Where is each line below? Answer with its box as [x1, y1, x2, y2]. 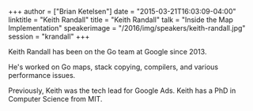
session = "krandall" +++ [8, 31, 90, 41]
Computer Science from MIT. [8, 94, 103, 103]
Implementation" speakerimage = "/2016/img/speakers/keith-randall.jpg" [8, 24, 246, 32]
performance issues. [8, 71, 76, 80]
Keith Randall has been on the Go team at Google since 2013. [8, 47, 207, 56]
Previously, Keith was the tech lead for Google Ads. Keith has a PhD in [8, 86, 236, 95]
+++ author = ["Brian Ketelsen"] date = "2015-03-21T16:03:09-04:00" [8, 7, 236, 16]
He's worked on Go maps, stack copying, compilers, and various [8, 62, 219, 72]
